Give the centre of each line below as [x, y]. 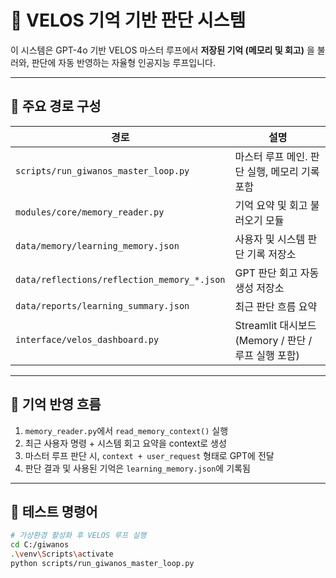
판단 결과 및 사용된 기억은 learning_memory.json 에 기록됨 [137, 468]
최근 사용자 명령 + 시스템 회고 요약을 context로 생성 [125, 443]
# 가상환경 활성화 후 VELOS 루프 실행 [78, 536]
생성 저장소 [259, 288]
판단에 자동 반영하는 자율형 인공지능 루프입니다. [123, 62]
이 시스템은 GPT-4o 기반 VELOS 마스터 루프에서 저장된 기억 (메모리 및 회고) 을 [162, 50]
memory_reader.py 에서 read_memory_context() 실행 [126, 430]
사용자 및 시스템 [270, 239]
